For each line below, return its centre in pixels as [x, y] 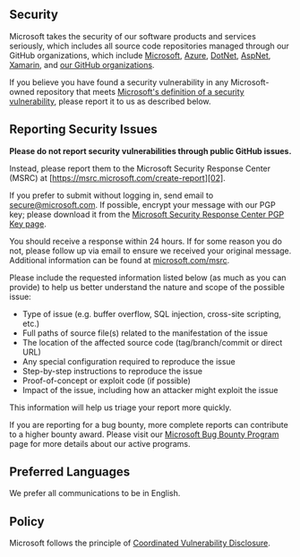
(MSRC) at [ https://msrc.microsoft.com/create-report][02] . [117, 177]
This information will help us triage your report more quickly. [120, 407]
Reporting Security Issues [84, 129]
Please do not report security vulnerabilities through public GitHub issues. [150, 150]
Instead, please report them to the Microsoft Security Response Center [140, 168]
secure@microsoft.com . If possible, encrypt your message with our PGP [142, 204]
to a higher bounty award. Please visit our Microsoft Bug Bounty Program [144, 434]
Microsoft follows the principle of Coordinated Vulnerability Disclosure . [140, 543]
